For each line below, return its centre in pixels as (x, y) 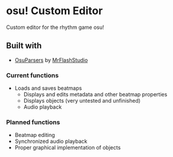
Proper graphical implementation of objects (68, 148)
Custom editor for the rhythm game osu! (55, 27)
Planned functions (33, 122)
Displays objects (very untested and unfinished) (82, 101)
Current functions (33, 75)
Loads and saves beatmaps (48, 88)
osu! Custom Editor (55, 11)
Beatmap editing (35, 135)
